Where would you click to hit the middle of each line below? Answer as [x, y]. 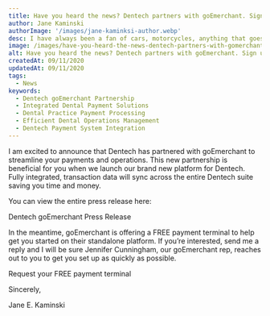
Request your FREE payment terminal [70, 273]
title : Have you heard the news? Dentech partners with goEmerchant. [127, 16]
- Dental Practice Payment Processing [81, 114]
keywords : [25, 91]
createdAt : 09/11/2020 [46, 61]
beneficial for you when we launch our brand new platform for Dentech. [127, 168]
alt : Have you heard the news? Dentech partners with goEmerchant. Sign [133, 53]
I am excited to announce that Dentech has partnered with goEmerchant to [132, 151]
